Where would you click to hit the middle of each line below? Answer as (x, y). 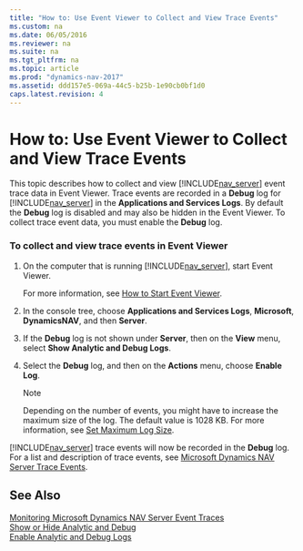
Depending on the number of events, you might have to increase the (151, 410)
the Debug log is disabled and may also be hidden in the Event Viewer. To (147, 213)
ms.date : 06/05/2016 (49, 35)
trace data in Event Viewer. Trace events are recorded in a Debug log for (145, 193)
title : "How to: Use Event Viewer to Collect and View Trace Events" (144, 18)
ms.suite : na (34, 52)
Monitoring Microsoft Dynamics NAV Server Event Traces (117, 517)
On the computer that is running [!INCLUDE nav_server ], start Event (147, 266)
